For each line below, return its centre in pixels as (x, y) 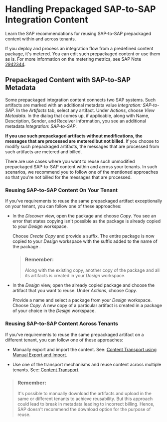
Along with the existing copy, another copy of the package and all (92, 270)
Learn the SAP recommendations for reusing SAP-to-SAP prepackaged (78, 33)
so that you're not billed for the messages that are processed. (69, 177)
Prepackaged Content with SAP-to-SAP (68, 80)
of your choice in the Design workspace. (54, 311)
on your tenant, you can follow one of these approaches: (63, 206)
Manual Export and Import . (40, 355)
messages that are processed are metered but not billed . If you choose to (82, 141)
